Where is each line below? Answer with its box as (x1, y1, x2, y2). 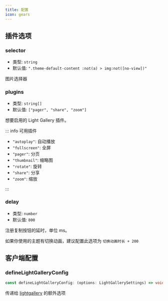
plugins (5, 88, 24, 95)
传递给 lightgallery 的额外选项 (5, 290, 66, 296)
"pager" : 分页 (12, 151, 40, 157)
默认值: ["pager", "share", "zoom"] (12, 107, 86, 113)
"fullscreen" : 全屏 (12, 145, 51, 151)
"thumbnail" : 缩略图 (12, 157, 53, 163)
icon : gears (5, 12, 30, 17)
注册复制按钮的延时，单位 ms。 (5, 227, 70, 233)
